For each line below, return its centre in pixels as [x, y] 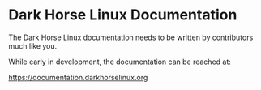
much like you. [33, 45]
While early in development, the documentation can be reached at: [120, 62]
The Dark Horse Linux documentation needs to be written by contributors [131, 37]
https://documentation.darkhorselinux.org [78, 77]
